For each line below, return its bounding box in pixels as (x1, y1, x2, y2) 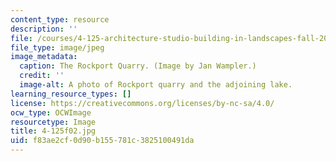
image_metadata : (10, 52, 78, 62)
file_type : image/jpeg (10, 42, 105, 53)
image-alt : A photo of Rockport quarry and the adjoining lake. (19, 80, 293, 90)
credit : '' (19, 71, 65, 81)
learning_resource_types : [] (10, 89, 132, 99)
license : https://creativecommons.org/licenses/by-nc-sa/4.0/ (10, 98, 275, 108)
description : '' (10, 24, 78, 34)
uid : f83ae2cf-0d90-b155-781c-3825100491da (10, 136, 195, 146)
